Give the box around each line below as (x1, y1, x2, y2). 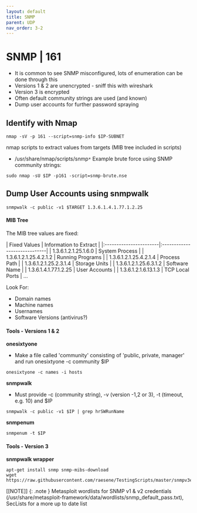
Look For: (6, 284, 29, 291)
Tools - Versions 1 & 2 (6, 327, 60, 334)
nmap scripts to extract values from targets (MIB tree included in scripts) (6, 144, 182, 150)
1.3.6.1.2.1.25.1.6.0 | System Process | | (52, 247, 144, 254)
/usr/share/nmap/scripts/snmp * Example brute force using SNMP (14, 155, 173, 162)
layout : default (6, 8, 46, 15)
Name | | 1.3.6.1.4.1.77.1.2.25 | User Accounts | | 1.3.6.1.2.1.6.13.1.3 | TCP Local (6, 266, 189, 273)
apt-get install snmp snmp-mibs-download (6, 467, 109, 473)
